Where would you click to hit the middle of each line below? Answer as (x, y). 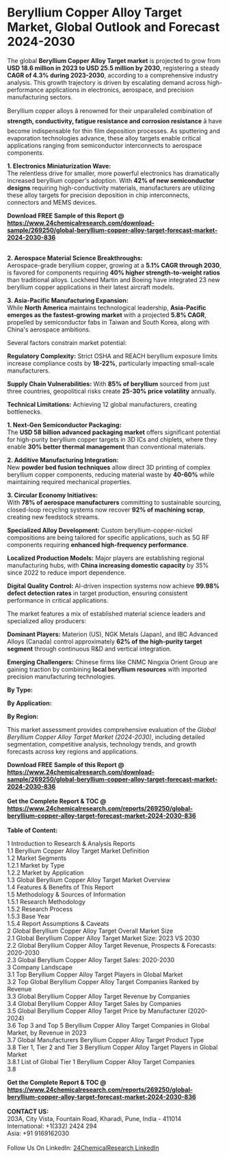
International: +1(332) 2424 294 (52, 1126)
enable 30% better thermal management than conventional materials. (107, 446)
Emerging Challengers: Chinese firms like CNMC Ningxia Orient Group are (112, 662)
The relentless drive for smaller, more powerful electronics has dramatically (113, 173)
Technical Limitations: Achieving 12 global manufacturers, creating (102, 404)
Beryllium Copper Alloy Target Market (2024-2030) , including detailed (106, 737)
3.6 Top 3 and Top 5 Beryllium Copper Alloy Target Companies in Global (108, 1025)
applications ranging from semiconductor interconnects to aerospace (105, 145)
